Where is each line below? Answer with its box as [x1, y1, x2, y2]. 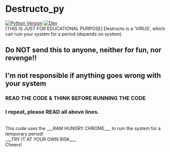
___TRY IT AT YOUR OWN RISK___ [5, 136, 76, 142]
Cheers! [5, 141, 22, 147]
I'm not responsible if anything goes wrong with [5, 71, 161, 80]
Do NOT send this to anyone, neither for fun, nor [5, 46, 162, 54]
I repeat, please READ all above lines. [5, 108, 99, 115]
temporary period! [5, 131, 44, 137]
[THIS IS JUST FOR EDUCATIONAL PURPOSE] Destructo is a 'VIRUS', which [5, 25, 165, 31]
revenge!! [5, 54, 37, 62]
